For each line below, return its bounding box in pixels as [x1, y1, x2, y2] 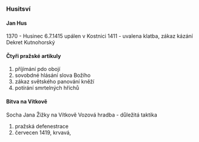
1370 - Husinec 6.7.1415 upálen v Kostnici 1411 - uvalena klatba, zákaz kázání [6, 33, 193, 40]
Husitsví [6, 5, 31, 13]
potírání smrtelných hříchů [14, 85, 80, 92]
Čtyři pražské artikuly [6, 52, 61, 59]
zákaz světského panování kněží [14, 78, 94, 85]
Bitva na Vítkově [6, 98, 48, 105]
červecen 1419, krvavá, [14, 129, 71, 136]
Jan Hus [6, 20, 27, 27]
